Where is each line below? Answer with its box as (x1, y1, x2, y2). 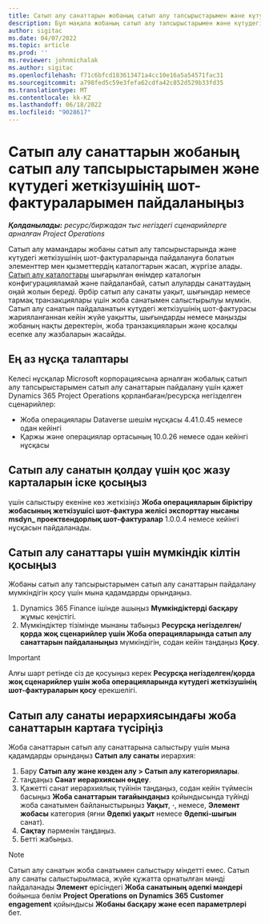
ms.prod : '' (8, 49, 48, 57)
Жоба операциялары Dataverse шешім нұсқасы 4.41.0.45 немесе (19, 414, 243, 424)
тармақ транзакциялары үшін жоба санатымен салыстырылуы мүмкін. (8, 295, 252, 305)
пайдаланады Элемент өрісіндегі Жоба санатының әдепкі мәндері (8, 882, 243, 892)
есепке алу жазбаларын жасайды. (8, 329, 126, 338)
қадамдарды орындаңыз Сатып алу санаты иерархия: (8, 751, 196, 761)
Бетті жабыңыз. (19, 834, 74, 844)
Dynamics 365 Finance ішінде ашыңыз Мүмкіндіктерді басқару (19, 603, 239, 613)
